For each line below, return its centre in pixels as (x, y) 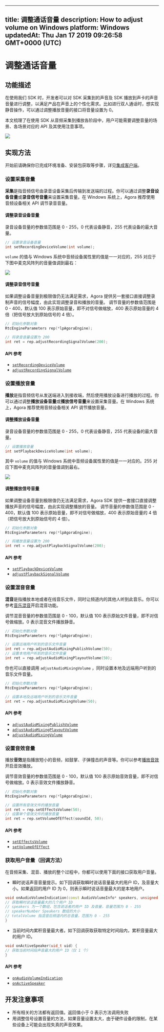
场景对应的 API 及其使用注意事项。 (52, 126)
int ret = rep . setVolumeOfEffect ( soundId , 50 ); (54, 819)
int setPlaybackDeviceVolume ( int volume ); (49, 451)
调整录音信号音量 (22, 284)
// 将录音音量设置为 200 (27, 337)
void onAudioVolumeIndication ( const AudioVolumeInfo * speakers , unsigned (82, 898)
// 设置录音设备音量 (23, 242)
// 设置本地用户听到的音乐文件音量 (36, 654)
